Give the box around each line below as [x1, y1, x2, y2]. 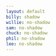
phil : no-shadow [6, 36, 45, 41]
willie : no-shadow [6, 19, 50, 25]
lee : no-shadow [6, 41, 43, 47]
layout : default [6, 8, 45, 15]
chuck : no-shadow [6, 30, 48, 36]
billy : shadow [6, 14, 40, 20]
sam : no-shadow [6, 24, 43, 31]
